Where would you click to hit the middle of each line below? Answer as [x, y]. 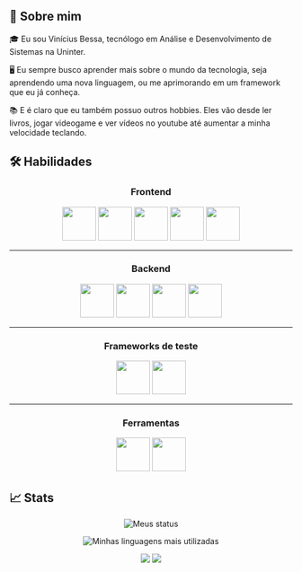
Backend [151, 268]
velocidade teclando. [48, 132]
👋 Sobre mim [46, 17]
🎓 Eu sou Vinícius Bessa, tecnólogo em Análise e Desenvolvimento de [141, 39]
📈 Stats [32, 498]
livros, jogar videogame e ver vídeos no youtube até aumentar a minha [140, 123]
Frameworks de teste [151, 346]
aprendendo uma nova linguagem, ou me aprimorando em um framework [145, 83]
